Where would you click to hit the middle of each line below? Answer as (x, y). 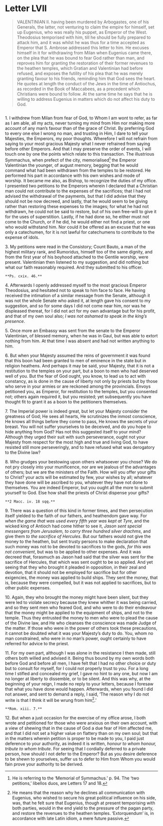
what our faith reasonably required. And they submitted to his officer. (74, 267)
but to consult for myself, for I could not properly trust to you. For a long (77, 668)
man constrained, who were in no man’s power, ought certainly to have (76, 638)
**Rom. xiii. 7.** (24, 709)
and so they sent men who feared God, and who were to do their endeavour (81, 607)
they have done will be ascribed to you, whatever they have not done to (76, 482)
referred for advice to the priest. (37, 643)
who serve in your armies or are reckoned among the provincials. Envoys (78, 386)
